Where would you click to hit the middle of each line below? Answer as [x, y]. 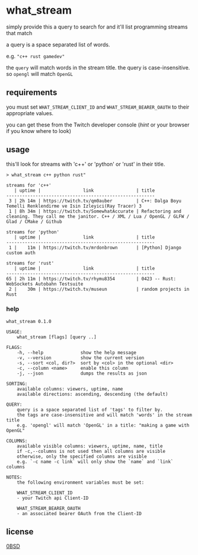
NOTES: [14, 477]
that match [19, 33]
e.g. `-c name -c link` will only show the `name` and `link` [95, 462]
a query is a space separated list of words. [58, 45]
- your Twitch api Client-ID [53, 498]
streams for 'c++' [29, 185]
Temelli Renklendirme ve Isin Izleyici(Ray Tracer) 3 [74, 206]
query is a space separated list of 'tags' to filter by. [90, 410]
